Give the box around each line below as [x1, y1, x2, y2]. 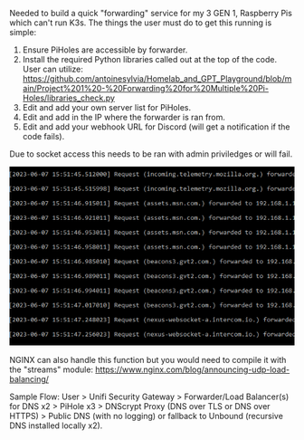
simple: [9, 27, 37, 37]
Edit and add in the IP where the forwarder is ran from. [22, 112, 226, 122]
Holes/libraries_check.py [22, 92, 116, 103]
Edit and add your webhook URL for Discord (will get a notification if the [22, 121, 290, 132]
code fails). [22, 131, 65, 141]
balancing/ [9, 373, 50, 384]
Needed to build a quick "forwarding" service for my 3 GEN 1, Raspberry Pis [9, 8, 292, 18]
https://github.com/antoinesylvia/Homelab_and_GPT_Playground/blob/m [22, 73, 292, 84]
